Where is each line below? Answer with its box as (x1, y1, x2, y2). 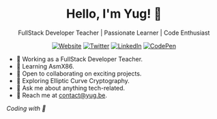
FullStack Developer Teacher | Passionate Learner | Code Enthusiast (18, 29, 210, 37)
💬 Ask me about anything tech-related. (16, 84, 126, 92)
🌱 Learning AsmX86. (16, 62, 74, 70)
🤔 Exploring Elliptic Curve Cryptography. (16, 76, 130, 84)
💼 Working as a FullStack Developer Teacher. (16, 54, 143, 63)
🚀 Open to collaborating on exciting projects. (16, 69, 142, 78)
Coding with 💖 (6, 104, 46, 112)
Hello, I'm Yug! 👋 (66, 6, 162, 22)
